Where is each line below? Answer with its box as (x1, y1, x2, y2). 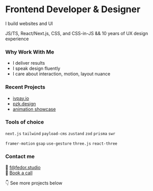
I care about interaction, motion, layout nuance (12, 71, 111, 77)
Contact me (5, 153, 35, 160)
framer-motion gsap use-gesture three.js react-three (5, 141, 118, 146)
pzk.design (12, 100, 36, 106)
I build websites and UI (5, 20, 53, 26)
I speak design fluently (12, 65, 60, 72)
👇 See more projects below (5, 180, 63, 186)
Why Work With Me (5, 48, 54, 56)
